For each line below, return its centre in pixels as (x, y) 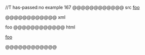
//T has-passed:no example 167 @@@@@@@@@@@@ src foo (72, 7)
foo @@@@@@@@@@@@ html (40, 27)
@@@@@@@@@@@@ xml (35, 17)
